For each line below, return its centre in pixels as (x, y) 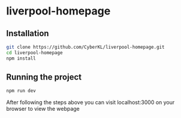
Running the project (44, 77)
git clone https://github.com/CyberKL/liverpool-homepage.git (85, 47)
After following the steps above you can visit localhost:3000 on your (90, 102)
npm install (21, 58)
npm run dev (21, 91)
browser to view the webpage (43, 109)
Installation (28, 33)
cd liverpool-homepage (34, 52)
